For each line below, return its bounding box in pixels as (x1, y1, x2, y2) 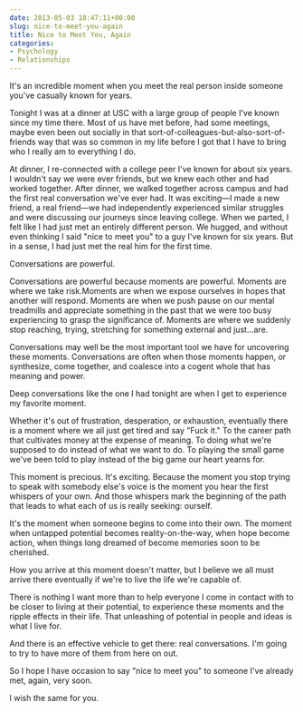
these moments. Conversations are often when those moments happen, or (9, 351, 287, 362)
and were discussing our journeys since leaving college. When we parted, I (9, 212, 289, 222)
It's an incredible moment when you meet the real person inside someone (9, 81, 283, 91)
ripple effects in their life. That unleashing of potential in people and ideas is (9, 611, 292, 621)
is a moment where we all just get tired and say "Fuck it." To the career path (9, 425, 292, 435)
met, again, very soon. (9, 675, 93, 686)
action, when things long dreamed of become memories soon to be (9, 537, 260, 548)
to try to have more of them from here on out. (9, 648, 178, 658)
